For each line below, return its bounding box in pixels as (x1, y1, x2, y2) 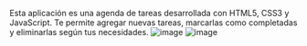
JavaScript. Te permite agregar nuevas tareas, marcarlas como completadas (9, 17, 298, 28)
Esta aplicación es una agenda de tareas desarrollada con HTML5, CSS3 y (9, 8, 290, 18)
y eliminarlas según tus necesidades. (9, 27, 149, 37)
